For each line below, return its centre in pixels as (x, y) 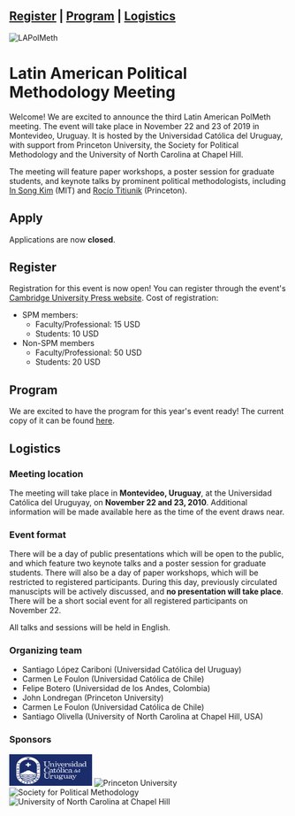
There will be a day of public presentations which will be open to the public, (147, 554)
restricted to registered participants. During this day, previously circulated (144, 582)
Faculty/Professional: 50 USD (89, 353)
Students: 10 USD (67, 334)
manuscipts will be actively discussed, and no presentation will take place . (147, 592)
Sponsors (30, 740)
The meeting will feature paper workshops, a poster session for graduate (142, 171)
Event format (38, 535)
